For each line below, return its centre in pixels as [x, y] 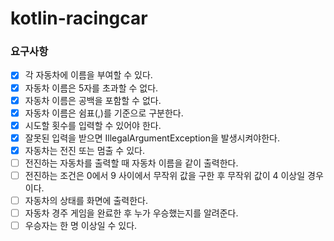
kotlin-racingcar [79, 18]
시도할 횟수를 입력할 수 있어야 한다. [93, 125]
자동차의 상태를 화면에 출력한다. [86, 201]
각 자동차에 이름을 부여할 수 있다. [88, 75]
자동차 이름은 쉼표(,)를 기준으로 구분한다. [104, 113]
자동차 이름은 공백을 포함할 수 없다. [93, 100]
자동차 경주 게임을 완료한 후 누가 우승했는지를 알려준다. [131, 213]
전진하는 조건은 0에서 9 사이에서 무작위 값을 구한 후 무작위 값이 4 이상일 [165, 175]
